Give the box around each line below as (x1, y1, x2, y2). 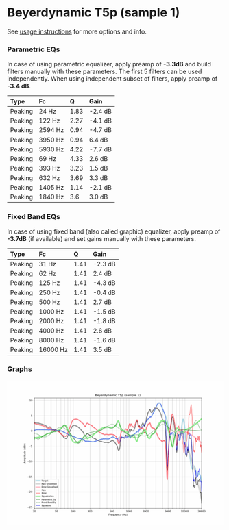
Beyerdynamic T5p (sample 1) (7, 5, 180, 21)
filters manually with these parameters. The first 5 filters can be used (7, 67, 202, 76)
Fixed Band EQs (7, 212, 60, 221)
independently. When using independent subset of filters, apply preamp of (7, 75, 218, 83)
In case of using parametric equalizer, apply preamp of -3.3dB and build (7, 60, 211, 68)
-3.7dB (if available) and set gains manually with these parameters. (7, 235, 197, 243)
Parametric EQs (7, 45, 60, 54)
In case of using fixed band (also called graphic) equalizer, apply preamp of (7, 227, 221, 236)
